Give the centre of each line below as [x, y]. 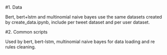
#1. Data [14, 7]
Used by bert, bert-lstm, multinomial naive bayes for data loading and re [80, 41]
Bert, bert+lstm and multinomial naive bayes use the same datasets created [84, 17]
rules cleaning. [21, 47]
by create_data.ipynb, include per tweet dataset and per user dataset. [78, 22]
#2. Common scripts [26, 32]
